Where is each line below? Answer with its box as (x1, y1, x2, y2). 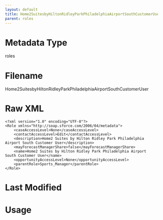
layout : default (5, 7, 38, 12)
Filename (5, 70, 43, 81)
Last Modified (5, 182, 62, 193)
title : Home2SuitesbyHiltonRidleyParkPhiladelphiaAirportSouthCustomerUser (5, 12, 162, 17)
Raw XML (5, 103, 44, 114)
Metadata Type (5, 37, 67, 48)
